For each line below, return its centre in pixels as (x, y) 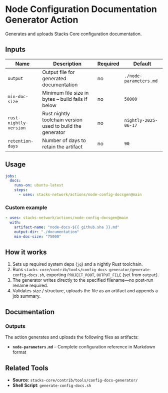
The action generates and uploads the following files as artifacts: (72, 337)
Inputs (15, 49)
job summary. (26, 296)
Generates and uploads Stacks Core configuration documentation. (73, 34)
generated (54, 78)
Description (67, 64)
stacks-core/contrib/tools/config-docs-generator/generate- (88, 270)
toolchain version (62, 120)
